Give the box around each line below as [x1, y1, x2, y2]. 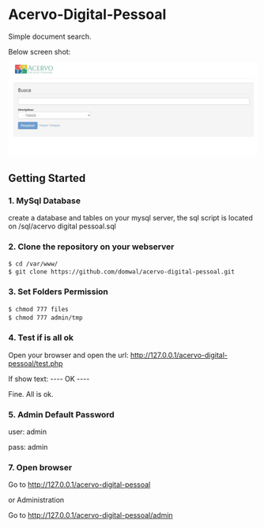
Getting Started [8, 172, 86, 185]
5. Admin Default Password [8, 409, 115, 420]
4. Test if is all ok [8, 332, 74, 343]
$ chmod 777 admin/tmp [8, 314, 83, 322]
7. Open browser [8, 462, 73, 473]
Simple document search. [8, 32, 92, 41]
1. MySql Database [8, 195, 81, 206]
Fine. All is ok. [8, 389, 54, 398]
